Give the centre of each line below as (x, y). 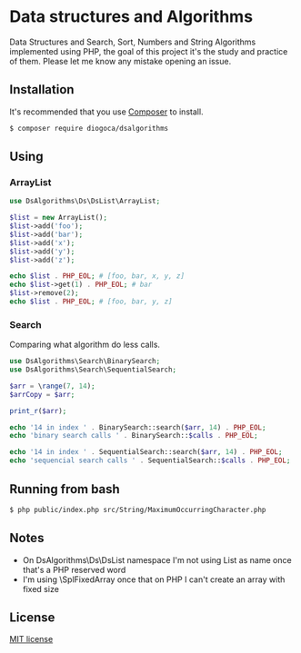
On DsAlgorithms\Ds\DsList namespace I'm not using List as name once (157, 559)
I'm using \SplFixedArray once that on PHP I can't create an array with (154, 579)
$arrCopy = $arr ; (42, 394)
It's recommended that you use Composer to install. (106, 112)
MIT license (31, 639)
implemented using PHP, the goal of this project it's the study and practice (149, 51)
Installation (42, 89)
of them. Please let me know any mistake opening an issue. (120, 61)
